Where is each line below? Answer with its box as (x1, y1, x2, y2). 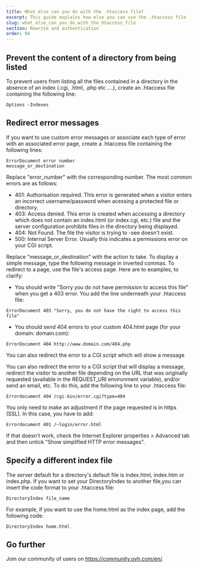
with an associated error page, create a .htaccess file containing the (6, 140, 173, 147)
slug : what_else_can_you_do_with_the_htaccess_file (6, 20, 136, 26)
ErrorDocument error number (6, 158, 76, 164)
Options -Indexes (6, 101, 49, 107)
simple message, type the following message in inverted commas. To (6, 259, 174, 266)
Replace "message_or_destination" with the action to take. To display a (6, 253, 178, 260)
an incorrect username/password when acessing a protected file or (14, 197, 179, 205)
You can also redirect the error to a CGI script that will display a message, (6, 363, 185, 370)
